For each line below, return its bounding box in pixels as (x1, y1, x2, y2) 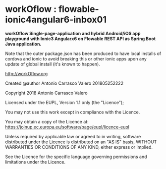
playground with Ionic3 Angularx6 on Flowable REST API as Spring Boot (5, 36, 156, 42)
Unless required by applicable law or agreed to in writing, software (5, 133, 141, 139)
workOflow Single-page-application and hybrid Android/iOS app (5, 30, 141, 36)
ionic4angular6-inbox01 (5, 14, 107, 25)
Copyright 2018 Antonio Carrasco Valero (5, 90, 88, 96)
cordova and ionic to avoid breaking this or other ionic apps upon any (5, 56, 147, 61)
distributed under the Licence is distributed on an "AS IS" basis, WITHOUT (5, 139, 157, 145)
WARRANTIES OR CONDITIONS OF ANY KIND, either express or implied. (5, 144, 153, 150)
